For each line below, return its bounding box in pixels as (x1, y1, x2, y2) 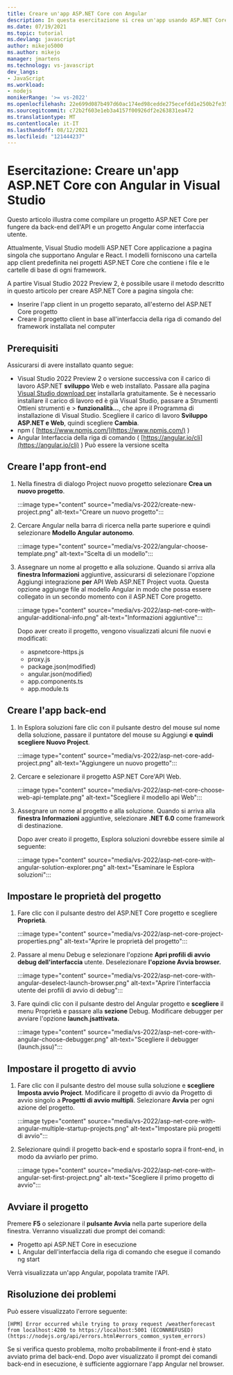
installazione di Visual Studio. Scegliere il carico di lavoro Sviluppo (17, 412, 208, 419)
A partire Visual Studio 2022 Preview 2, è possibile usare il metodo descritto (7, 279, 225, 288)
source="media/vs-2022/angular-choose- (87, 542, 209, 550)
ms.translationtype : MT (7, 113, 76, 120)
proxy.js (27, 655, 51, 663)
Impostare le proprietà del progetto (7, 890, 162, 902)
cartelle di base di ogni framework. (7, 266, 107, 275)
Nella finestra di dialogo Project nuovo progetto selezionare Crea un (17, 479, 212, 487)
